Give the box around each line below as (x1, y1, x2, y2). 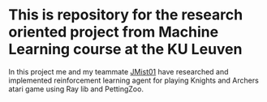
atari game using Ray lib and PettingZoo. (8, 83, 144, 94)
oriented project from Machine (8, 23, 219, 41)
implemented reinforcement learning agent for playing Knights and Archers (8, 75, 260, 85)
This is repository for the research (8, 6, 243, 24)
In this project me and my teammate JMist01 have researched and (8, 66, 229, 76)
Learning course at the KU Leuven (8, 40, 243, 58)
